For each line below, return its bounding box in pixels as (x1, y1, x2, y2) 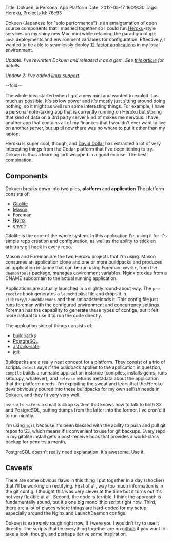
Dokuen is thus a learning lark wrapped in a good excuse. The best (5, 152, 147, 157)
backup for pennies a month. (5, 439, 67, 445)
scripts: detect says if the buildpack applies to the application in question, (5, 364, 162, 370)
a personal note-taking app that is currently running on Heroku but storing (5, 109, 162, 115)
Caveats (5, 463, 32, 472)
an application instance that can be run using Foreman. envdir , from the (5, 264, 158, 270)
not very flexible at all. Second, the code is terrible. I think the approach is (5, 493, 162, 500)
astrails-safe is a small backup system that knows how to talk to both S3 (5, 401, 162, 407)
